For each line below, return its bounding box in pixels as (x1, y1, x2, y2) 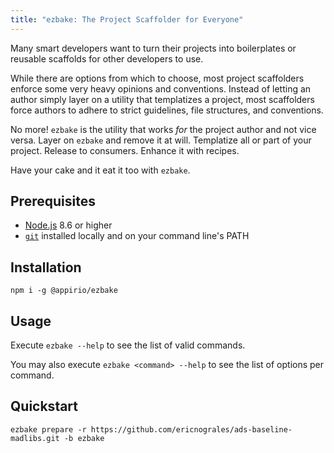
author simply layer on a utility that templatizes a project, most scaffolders (10, 93, 315, 105)
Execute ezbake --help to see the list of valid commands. (10, 339, 246, 351)
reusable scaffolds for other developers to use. (10, 52, 204, 65)
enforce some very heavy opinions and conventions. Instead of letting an (10, 82, 312, 95)
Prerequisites (10, 193, 96, 210)
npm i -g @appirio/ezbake (10, 286, 118, 296)
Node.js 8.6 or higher (24, 219, 113, 231)
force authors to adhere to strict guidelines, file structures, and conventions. (10, 104, 324, 116)
